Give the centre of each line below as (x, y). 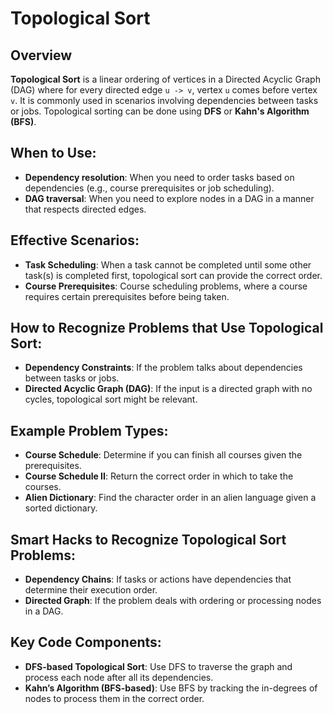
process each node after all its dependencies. (119, 677)
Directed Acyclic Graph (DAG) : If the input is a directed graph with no (168, 389)
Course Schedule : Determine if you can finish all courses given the (163, 455)
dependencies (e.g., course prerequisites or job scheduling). (149, 188)
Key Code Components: (86, 642)
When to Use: (53, 153)
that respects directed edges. (85, 209)
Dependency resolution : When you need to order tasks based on (159, 177)
